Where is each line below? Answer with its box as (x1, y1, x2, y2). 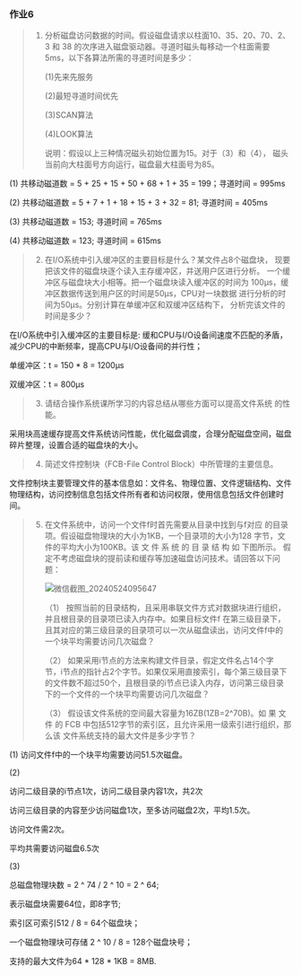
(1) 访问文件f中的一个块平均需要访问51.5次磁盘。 (9, 750, 188, 760)
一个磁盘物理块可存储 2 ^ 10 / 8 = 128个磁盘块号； (9, 936, 193, 948)
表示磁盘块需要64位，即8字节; (9, 899, 121, 909)
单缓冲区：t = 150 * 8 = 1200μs (9, 360, 125, 371)
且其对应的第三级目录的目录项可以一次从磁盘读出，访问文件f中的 (44, 625, 284, 636)
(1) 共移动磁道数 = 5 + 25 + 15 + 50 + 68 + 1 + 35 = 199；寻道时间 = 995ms (9, 178, 286, 189)
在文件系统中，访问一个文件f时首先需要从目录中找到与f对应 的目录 (44, 519, 288, 531)
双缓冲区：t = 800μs (9, 379, 85, 390)
